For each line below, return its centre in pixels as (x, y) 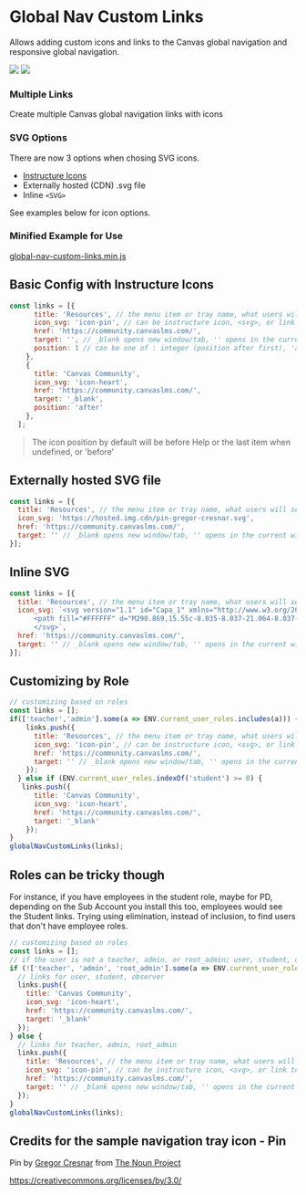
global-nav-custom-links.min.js (68, 256)
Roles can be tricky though (87, 875)
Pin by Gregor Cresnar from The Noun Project (95, 1163)
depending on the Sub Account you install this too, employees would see (146, 907)
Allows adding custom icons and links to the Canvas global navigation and (148, 42)
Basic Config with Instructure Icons (112, 285)
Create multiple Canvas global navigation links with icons (116, 114)
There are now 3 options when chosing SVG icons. (105, 158)
